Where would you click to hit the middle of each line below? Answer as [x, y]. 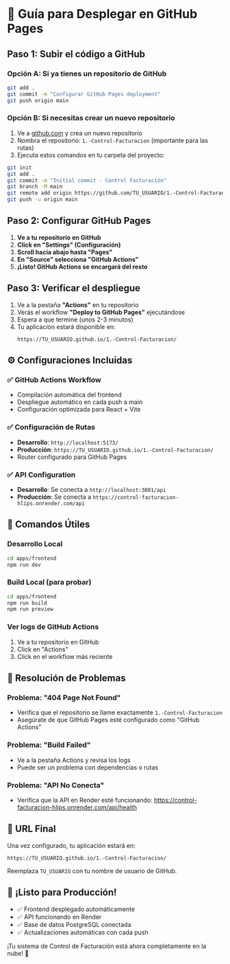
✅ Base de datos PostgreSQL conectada [74, 924]
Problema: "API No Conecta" [56, 785]
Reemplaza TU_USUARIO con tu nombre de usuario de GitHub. [92, 871]
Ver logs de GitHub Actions [53, 627]
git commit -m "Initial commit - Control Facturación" [87, 180]
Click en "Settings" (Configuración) [69, 245]
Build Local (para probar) [49, 582]
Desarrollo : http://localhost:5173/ [67, 442]
